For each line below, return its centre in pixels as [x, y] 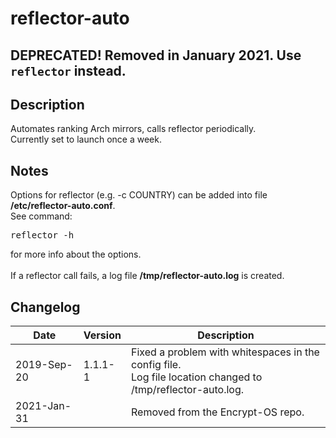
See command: [41, 216]
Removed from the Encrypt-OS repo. [218, 412]
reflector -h [42, 235]
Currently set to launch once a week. [86, 139]
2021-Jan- [43, 406]
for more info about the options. [76, 254]
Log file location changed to [197, 377]
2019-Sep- [44, 365]
